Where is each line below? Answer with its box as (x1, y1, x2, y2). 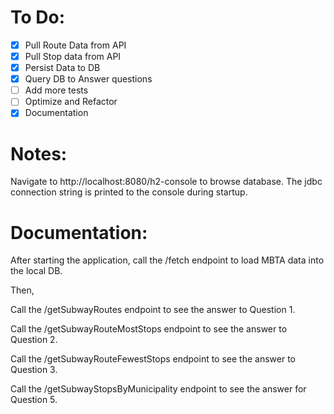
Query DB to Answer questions (24, 73, 153, 85)
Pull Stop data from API (24, 51, 122, 62)
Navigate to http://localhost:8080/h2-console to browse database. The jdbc (10, 176, 323, 188)
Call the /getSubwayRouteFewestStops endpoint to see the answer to (10, 353, 296, 365)
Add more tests (24, 84, 89, 96)
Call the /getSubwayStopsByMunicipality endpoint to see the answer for (10, 383, 307, 395)
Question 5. (10, 394, 58, 406)
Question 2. (10, 334, 58, 346)
